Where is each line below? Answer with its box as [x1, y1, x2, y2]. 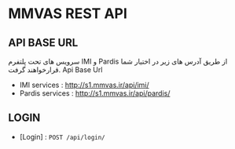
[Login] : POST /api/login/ [19, 132, 106, 141]
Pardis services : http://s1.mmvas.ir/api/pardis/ [19, 89, 171, 98]
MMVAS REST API [8, 5, 128, 23]
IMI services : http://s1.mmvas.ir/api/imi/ [19, 80, 149, 89]
